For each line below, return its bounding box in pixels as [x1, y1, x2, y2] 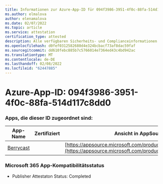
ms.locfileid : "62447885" [5, 66, 57, 71]
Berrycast [7, 145, 30, 151]
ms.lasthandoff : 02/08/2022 [5, 61, 62, 66]
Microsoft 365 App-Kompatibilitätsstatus [5, 162, 105, 169]
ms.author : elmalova [5, 12, 47, 17]
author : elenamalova [5, 16, 47, 21]
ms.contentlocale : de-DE [5, 57, 55, 62]
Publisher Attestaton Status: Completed [12, 173, 91, 179]
